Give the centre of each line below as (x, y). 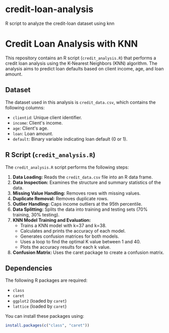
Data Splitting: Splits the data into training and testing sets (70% (80, 209)
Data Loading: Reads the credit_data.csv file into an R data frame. (83, 177)
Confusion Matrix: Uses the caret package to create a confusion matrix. (88, 252)
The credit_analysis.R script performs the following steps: (67, 167)
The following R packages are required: (46, 280)
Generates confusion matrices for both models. (70, 236)
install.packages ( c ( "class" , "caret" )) (47, 325)
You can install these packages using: (45, 316)
